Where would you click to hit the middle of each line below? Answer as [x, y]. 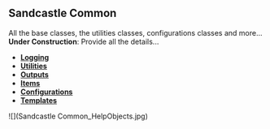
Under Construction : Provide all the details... [84, 41]
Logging [35, 57]
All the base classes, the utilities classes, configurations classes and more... [135, 32]
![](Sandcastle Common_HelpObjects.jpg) [78, 116]
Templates [39, 100]
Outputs [34, 74]
